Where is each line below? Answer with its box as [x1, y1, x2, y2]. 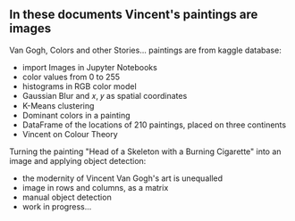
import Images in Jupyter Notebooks [21, 61, 158, 72]
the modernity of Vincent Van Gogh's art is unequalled [21, 173, 223, 184]
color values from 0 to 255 [21, 71, 121, 82]
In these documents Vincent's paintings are [9, 7, 258, 22]
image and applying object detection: [9, 155, 147, 166]
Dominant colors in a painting [21, 110, 131, 120]
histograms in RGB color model [21, 80, 137, 92]
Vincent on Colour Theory [21, 128, 118, 139]
